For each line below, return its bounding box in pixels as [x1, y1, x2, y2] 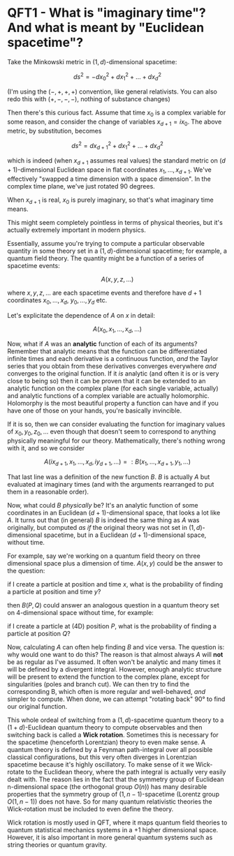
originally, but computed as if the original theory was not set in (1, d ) [7, 524, 203, 532]
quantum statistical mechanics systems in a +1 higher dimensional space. [7, 826, 219, 834]
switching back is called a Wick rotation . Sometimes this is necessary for [7, 731, 219, 739]
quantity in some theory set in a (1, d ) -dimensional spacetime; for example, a [7, 246, 227, 255]
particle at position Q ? [7, 630, 71, 638]
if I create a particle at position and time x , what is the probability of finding [7, 580, 224, 589]
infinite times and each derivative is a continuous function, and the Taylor [7, 355, 219, 363]
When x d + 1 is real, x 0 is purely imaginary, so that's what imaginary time [7, 195, 214, 205]
